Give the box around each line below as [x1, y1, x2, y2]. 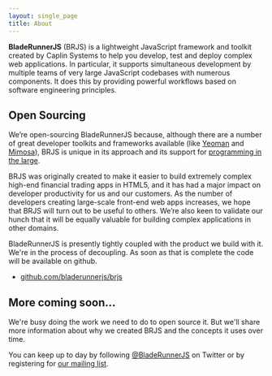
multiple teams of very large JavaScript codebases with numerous [8, 67, 231, 77]
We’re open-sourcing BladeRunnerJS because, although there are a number [8, 130, 262, 140]
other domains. [8, 223, 59, 233]
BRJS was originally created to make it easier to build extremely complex [8, 171, 252, 181]
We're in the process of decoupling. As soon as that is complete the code [8, 248, 254, 257]
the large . [8, 156, 41, 166]
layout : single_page [8, 11, 79, 20]
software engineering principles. [8, 84, 117, 94]
